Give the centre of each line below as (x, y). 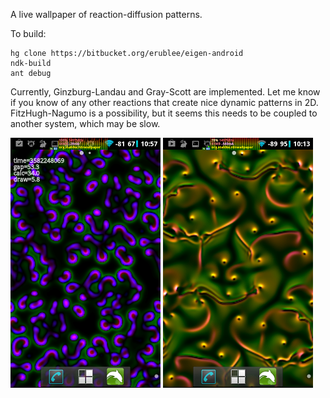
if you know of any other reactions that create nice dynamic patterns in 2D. (164, 102)
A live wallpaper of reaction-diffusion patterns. (106, 14)
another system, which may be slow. (85, 123)
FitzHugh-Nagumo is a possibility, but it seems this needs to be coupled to (164, 113)
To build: (28, 33)
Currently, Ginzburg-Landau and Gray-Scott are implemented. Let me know (165, 92)
